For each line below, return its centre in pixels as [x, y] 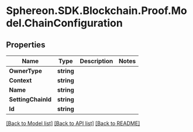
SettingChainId [30, 99]
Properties [26, 45]
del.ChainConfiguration [64, 23]
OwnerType [25, 71]
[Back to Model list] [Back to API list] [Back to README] [73, 123]
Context [20, 80]
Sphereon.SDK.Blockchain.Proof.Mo [96, 11]
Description [96, 61]
